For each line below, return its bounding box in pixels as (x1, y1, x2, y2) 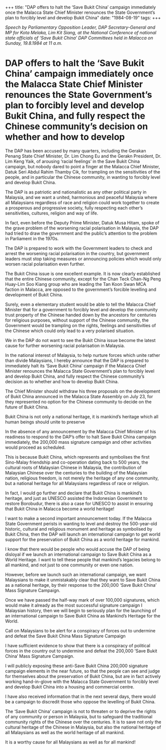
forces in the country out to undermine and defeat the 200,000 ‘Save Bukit (5, 648, 158, 654)
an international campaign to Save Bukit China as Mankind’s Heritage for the (5, 613, 161, 618)
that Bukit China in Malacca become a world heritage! (5, 506, 115, 512)
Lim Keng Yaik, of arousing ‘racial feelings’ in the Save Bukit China (5, 158, 140, 164)
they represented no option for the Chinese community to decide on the (5, 399, 152, 405)
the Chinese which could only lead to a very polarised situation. (5, 328, 135, 334)
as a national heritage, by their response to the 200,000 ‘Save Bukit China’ (5, 582, 157, 588)
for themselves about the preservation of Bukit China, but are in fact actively (5, 673, 161, 679)
